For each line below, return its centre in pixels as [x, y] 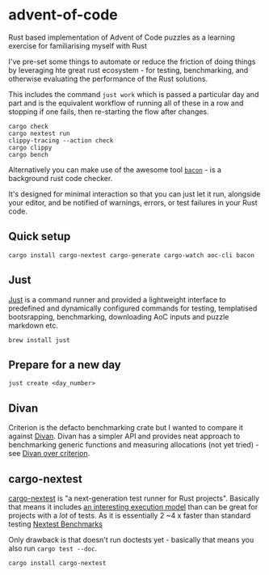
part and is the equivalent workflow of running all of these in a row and [126, 103]
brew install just [39, 340]
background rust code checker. [61, 178]
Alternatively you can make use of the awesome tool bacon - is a [115, 169]
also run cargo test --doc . [53, 548]
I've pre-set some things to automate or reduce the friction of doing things [132, 61]
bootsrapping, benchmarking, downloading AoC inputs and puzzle [119, 316]
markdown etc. [33, 325]
